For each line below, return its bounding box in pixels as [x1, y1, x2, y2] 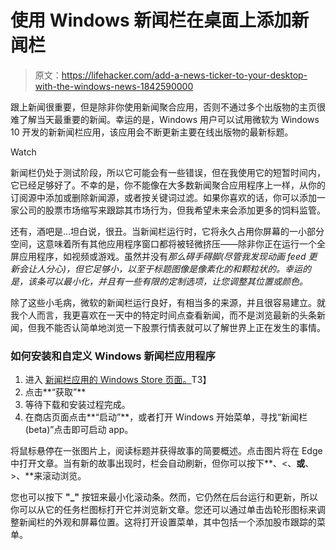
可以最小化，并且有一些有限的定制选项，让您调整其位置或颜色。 [44, 275, 308, 287]
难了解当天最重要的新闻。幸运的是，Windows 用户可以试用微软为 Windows [10, 113, 320, 125]
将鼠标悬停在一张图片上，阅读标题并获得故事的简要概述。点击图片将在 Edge [10, 445, 323, 457]
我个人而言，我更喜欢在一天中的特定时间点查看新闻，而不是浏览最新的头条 [10, 309, 317, 321]
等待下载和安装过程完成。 [24, 399, 131, 411]
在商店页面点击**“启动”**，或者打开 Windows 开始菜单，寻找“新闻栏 [24, 411, 308, 423]
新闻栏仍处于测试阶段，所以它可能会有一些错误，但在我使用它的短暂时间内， [10, 166, 326, 178]
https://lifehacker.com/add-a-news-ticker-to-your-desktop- [61, 69, 308, 81]
